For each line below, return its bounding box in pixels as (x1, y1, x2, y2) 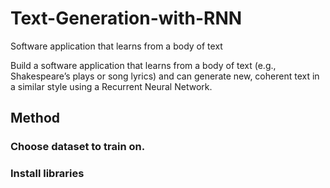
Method (10, 110, 61, 127)
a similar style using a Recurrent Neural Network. (10, 80, 213, 92)
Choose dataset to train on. (10, 140, 146, 154)
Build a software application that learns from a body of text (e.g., (10, 59, 277, 71)
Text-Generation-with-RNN (10, 7, 243, 30)
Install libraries (10, 167, 85, 181)
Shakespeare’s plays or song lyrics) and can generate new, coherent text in (10, 70, 320, 82)
